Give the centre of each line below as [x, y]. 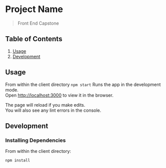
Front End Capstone [38, 23]
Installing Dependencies [36, 140]
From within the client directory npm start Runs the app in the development [83, 85]
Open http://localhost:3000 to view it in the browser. [59, 95]
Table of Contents [34, 39]
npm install [18, 160]
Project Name [34, 9]
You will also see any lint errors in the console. [53, 110]
